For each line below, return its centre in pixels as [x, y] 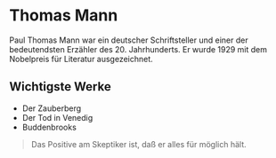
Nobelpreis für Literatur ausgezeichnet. [81, 59]
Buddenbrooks [49, 127]
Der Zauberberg [52, 108]
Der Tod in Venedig [57, 117]
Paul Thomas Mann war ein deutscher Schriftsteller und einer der [129, 40]
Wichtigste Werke [60, 87]
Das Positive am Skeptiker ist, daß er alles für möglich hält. [138, 144]
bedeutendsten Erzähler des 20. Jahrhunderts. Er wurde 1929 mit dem [138, 49]
